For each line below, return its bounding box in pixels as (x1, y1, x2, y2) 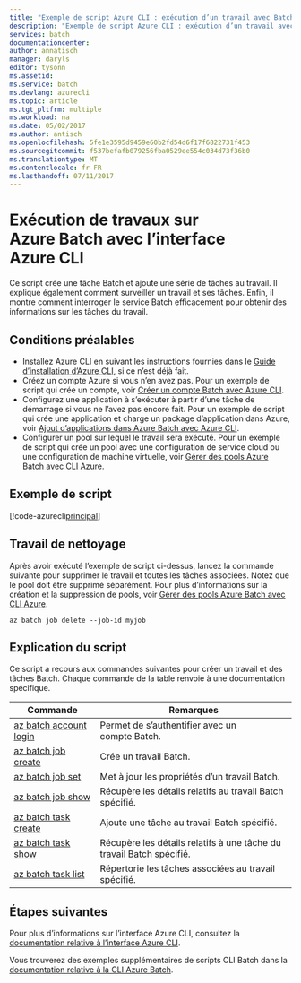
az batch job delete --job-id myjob (9, 616, 146, 625)
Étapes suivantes (9, 904, 108, 919)
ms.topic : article (9, 96, 78, 106)
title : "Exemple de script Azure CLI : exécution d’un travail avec (9, 13, 271, 22)
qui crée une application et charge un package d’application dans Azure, (21, 413, 290, 424)
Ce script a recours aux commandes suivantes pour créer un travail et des (9, 664, 283, 675)
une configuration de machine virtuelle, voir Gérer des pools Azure (21, 452, 269, 461)
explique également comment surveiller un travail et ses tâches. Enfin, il (9, 288, 275, 298)
